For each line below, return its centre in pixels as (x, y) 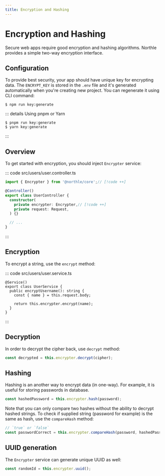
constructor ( (23, 200)
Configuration (27, 68)
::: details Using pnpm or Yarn (35, 114)
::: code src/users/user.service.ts (39, 273)
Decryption (23, 337)
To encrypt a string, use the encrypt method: (50, 264)
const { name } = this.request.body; (53, 295)
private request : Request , (41, 209)
